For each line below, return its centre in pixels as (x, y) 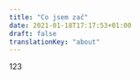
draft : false (33, 33)
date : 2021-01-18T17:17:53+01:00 (70, 25)
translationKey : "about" (55, 42)
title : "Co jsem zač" (49, 17)
